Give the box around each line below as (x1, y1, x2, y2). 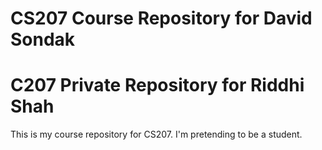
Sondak (10, 28, 76, 51)
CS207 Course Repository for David (10, 7, 313, 30)
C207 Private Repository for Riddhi (10, 74, 305, 97)
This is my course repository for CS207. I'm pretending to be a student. (10, 128, 303, 141)
